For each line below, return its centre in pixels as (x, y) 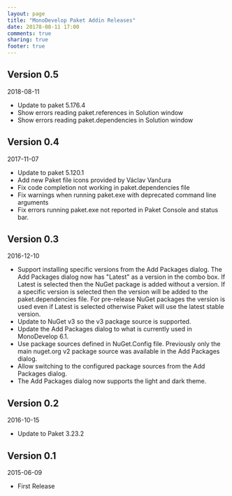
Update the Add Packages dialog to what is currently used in (104, 329)
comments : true (29, 33)
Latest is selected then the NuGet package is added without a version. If (121, 284)
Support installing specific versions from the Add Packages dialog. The (119, 270)
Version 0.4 (33, 142)
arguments (33, 202)
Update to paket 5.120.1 (51, 172)
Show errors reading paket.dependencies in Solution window (105, 120)
